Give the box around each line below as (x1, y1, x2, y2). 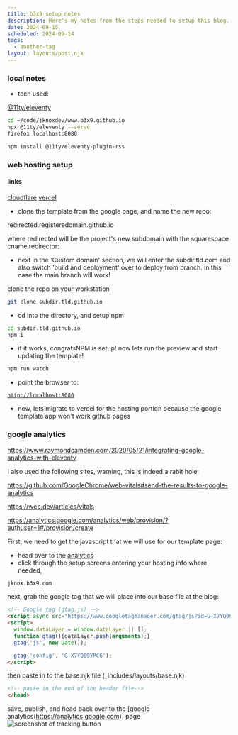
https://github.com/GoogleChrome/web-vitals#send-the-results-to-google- (7, 480, 228, 490)
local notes (7, 73, 47, 83)
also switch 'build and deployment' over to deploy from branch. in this (17, 263, 222, 272)
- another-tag (13, 43, 55, 50)
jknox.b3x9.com (7, 580, 52, 587)
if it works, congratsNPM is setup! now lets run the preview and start (17, 344, 218, 353)
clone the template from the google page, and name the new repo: (17, 206, 212, 215)
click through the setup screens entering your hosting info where (17, 558, 208, 567)
